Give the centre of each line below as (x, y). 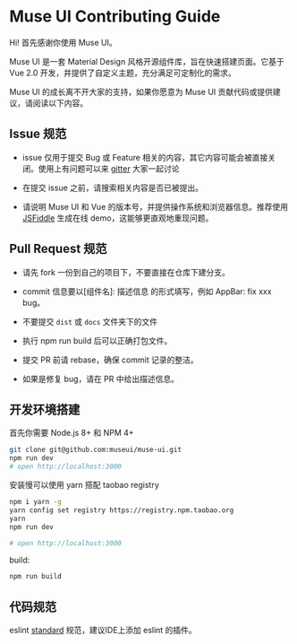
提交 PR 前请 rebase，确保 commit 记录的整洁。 (110, 360)
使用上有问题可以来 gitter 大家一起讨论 (109, 169)
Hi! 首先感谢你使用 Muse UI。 (64, 42)
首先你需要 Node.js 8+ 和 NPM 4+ (72, 433)
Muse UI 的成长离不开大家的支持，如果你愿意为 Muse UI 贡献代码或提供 (141, 91)
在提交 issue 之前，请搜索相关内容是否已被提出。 (113, 187)
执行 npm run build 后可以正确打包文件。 (97, 340)
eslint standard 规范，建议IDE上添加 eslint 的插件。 (103, 631)
